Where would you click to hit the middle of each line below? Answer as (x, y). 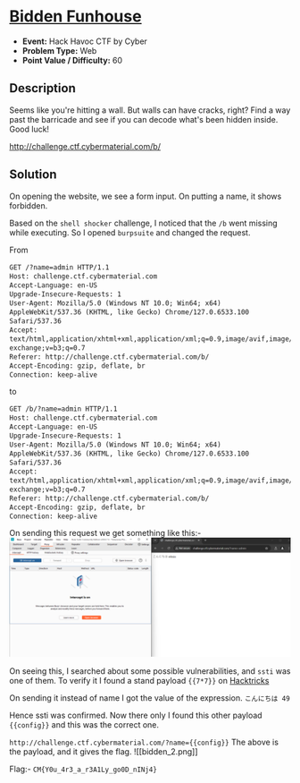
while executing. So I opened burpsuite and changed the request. (130, 232)
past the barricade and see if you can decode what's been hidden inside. (144, 119)
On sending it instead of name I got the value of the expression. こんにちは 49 (150, 698)
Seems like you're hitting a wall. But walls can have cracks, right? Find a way (150, 110)
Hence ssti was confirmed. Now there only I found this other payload (136, 715)
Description (42, 88)
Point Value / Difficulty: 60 (72, 60)
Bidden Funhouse (75, 17)
